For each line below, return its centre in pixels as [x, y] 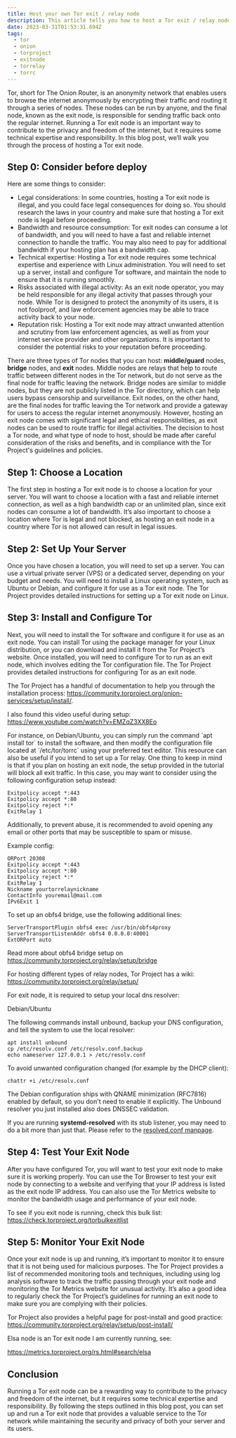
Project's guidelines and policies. [55, 450]
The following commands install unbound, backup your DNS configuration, [115, 1022]
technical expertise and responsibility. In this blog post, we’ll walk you [108, 137]
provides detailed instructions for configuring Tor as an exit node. [102, 672]
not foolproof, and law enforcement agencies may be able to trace [113, 309]
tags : [15, 33]
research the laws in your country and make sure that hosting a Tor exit [120, 212]
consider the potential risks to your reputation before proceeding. [112, 347]
